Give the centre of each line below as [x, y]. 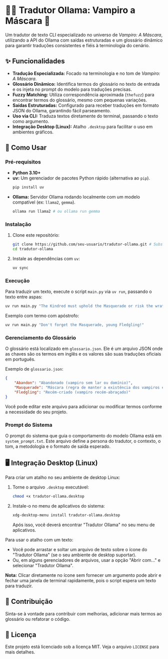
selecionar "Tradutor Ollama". [43, 565]
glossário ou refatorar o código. [38, 619]
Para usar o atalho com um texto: [39, 540]
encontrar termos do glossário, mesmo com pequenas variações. [80, 100]
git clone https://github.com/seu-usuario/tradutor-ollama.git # [82, 244]
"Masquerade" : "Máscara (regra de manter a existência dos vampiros [87, 388]
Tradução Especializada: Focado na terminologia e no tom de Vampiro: [86, 73]
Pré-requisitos [23, 162]
